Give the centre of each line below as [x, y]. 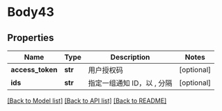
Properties [31, 38]
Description [130, 57]
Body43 [31, 12]
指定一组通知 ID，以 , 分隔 [130, 83]
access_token [34, 70]
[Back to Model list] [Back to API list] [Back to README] [87, 101]
